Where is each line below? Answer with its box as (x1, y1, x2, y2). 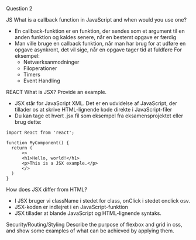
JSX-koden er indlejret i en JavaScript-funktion (14, 204, 129, 210)
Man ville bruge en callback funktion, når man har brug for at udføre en (14, 40, 186, 47)
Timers (23, 71, 41, 78)
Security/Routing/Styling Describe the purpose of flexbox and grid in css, (6, 221, 183, 228)
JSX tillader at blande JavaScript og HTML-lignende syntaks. (14, 210, 162, 217)
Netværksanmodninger (23, 58, 80, 65)
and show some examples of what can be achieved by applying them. (6, 227, 174, 234)
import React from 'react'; (6, 130, 75, 135)
